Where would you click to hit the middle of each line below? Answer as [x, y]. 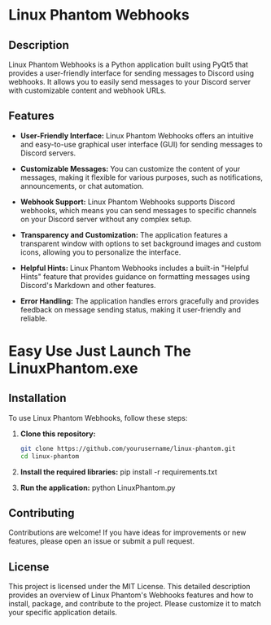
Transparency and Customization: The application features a [124, 234]
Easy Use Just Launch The [100, 351]
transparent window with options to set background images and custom [141, 243]
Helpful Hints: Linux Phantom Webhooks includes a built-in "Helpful [135, 268]
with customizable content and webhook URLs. [87, 90]
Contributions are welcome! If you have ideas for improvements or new [127, 533]
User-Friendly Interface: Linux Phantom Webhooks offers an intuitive [137, 135]
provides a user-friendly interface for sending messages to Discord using [131, 73]
